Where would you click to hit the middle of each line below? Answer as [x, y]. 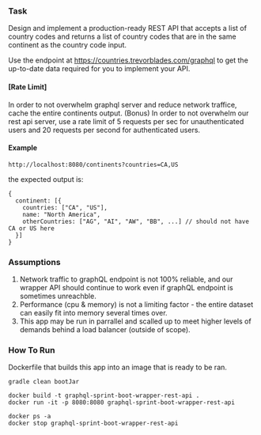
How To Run [32, 350]
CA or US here [32, 228]
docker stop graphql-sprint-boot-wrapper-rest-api [93, 424]
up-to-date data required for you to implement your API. [99, 69]
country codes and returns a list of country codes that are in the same [122, 36]
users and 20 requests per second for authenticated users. [104, 130]
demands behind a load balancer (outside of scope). [105, 329]
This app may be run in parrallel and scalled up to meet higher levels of [135, 321]
